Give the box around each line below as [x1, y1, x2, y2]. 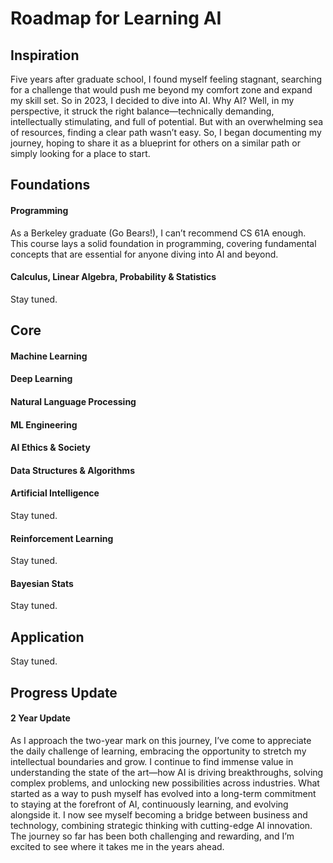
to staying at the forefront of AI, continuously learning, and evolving [10, 798, 289, 810]
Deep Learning [10, 373, 73, 385]
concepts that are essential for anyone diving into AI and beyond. [10, 248, 279, 260]
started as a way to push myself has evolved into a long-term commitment [10, 787, 317, 799]
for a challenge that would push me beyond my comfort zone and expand [10, 84, 313, 96]
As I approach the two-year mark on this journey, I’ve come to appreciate [10, 734, 312, 746]
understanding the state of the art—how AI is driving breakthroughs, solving [10, 766, 324, 778]
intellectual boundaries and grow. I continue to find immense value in [10, 755, 294, 767]
